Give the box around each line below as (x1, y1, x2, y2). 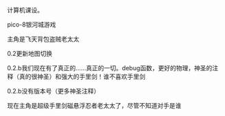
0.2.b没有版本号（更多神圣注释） (7, 87, 100, 95)
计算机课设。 (7, 6, 43, 14)
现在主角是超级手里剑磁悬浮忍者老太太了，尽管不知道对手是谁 (7, 102, 182, 109)
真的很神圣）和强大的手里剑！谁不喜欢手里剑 (19, 72, 145, 81)
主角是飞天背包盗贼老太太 (7, 35, 80, 43)
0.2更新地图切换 (7, 50, 53, 57)
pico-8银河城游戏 (7, 20, 56, 29)
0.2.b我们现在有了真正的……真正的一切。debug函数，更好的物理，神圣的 (7, 64, 213, 72)
